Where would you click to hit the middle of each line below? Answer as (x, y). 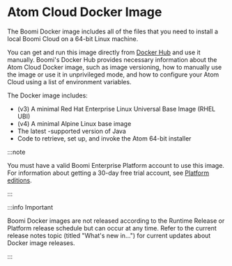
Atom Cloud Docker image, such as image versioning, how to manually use (115, 67)
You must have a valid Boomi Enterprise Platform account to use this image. (116, 165)
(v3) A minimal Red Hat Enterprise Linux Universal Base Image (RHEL (116, 109)
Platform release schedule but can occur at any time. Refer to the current (112, 228)
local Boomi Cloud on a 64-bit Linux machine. (73, 38)
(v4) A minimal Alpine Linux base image (74, 123)
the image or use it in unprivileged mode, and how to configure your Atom (113, 75)
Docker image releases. (41, 243)
